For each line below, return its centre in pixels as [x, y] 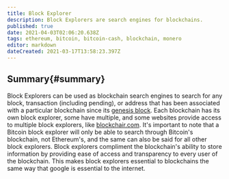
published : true [30, 26]
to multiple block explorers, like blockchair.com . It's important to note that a [113, 124]
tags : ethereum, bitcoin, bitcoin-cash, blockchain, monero [95, 39]
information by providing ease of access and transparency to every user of [112, 154]
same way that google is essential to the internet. [76, 168]
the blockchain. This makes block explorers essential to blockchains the [108, 161]
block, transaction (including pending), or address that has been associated [113, 102]
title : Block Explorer [39, 13]
